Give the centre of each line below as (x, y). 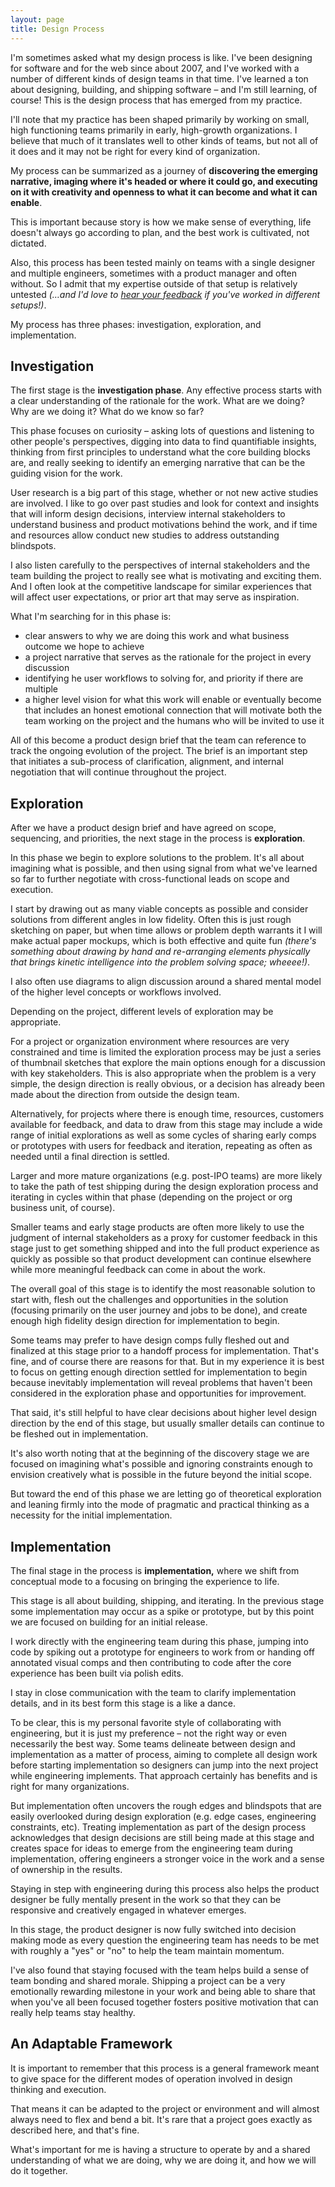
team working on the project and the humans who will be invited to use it (174, 721)
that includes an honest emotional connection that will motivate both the (173, 710)
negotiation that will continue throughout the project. (118, 772)
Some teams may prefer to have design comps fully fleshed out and (150, 1340)
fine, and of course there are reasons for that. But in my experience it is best (167, 1362)
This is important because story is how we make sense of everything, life (161, 222)
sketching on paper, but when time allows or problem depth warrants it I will (166, 930)
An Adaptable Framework (91, 2044)
